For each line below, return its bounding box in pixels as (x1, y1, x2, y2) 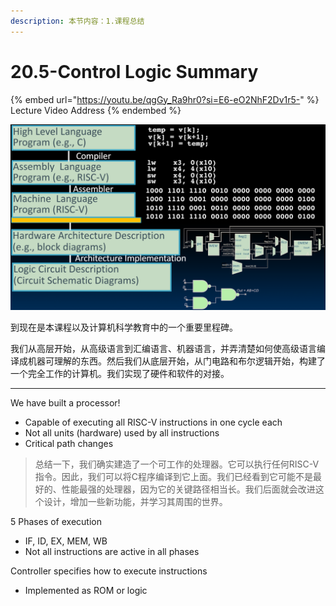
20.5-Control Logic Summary (10, 60, 259, 83)
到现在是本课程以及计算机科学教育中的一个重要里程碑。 (10, 321, 238, 333)
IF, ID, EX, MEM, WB (24, 535, 108, 547)
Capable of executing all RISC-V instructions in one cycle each (24, 416, 283, 428)
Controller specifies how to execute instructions (10, 565, 208, 577)
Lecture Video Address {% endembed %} (10, 104, 182, 116)
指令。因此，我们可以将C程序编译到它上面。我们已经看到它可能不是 (34, 470, 314, 482)
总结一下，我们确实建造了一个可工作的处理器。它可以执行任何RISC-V (34, 458, 320, 470)
